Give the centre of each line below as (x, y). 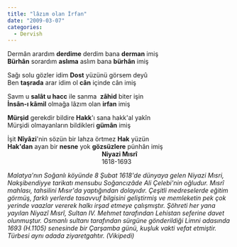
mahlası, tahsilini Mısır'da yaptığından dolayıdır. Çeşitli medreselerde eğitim (118, 191)
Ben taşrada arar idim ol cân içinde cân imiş (72, 83)
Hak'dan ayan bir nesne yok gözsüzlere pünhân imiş (85, 147)
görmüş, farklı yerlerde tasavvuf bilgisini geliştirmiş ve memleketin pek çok (117, 198)
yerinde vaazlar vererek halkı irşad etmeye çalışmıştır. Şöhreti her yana (111, 206)
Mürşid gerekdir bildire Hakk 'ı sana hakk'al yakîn (79, 118)
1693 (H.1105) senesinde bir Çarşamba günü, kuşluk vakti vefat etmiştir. (112, 229)
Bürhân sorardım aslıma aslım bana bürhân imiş (78, 62)
